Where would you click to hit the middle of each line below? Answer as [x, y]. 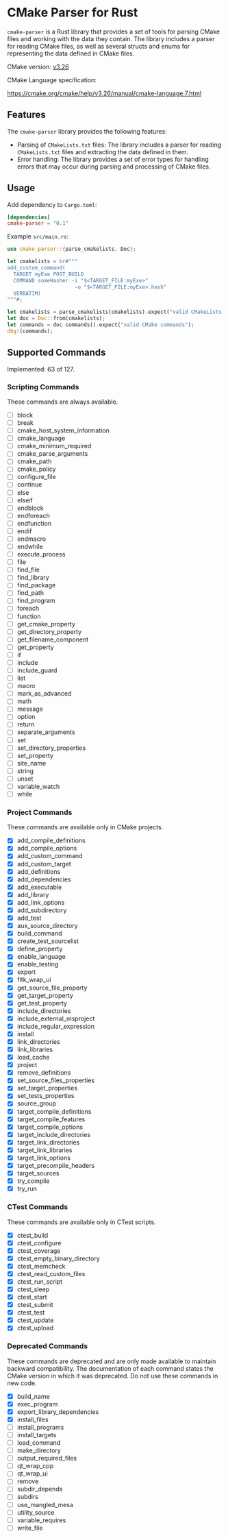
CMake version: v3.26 [38, 66]
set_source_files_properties [56, 1080]
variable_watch [38, 786]
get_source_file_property [52, 988]
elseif [25, 500]
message [30, 709]
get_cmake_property [46, 624]
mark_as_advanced [44, 694]
